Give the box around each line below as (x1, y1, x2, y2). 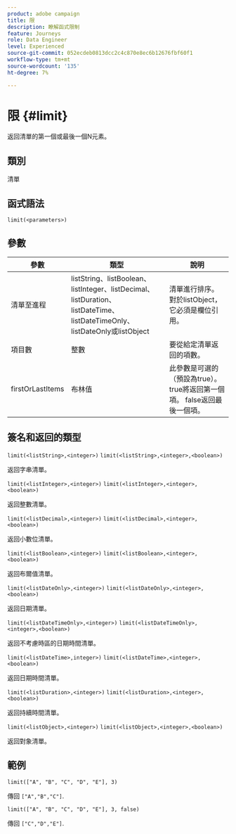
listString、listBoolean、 (71, 274, 151, 283)
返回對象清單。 (7, 736, 51, 745)
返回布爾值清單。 (7, 569, 57, 577)
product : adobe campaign (7, 10, 80, 18)
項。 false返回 (169, 394, 216, 404)
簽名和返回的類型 (7, 432, 81, 444)
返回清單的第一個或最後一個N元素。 (7, 132, 111, 141)
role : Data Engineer (7, 37, 68, 44)
